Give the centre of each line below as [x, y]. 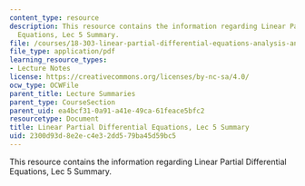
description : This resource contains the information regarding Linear [148, 26]
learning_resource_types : [58, 60]
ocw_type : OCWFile [44, 85]
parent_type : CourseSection [63, 102]
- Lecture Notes [40, 69]
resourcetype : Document [54, 119]
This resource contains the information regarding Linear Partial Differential [148, 162]
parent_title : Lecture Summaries [73, 93]
